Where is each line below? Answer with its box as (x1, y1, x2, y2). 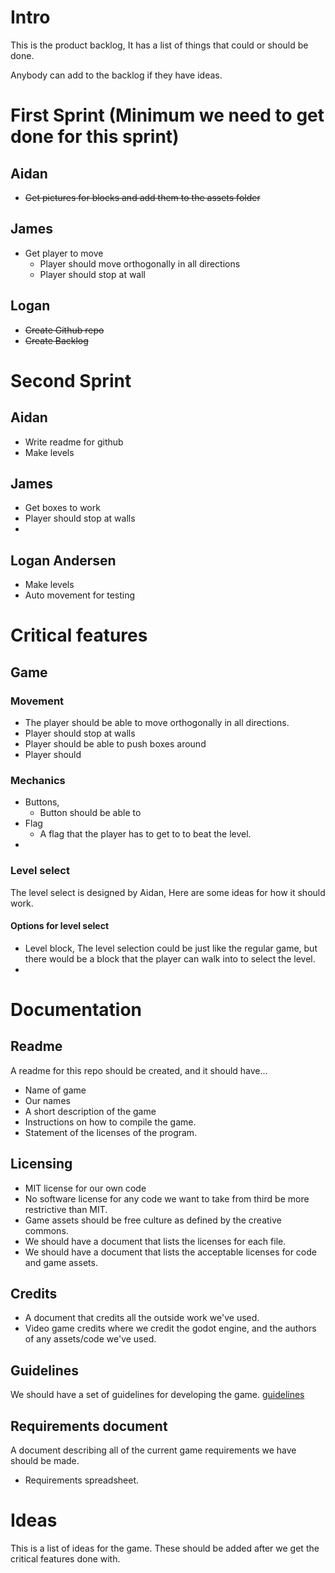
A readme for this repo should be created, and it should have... (10, 1064, 268, 1076)
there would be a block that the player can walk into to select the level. (24, 952, 316, 965)
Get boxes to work (24, 502, 101, 514)
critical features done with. (10, 1553, 121, 1565)
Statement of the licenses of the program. (24, 1126, 198, 1138)
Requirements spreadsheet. (24, 1474, 140, 1486)
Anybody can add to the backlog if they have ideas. (10, 69, 223, 81)
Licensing (10, 1156, 73, 1173)
